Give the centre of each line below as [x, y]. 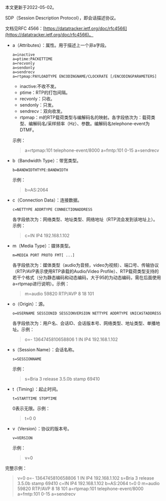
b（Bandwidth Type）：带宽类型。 [47, 160]
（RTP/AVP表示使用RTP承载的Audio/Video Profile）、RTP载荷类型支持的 [85, 271]
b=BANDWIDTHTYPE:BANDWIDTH [40, 170]
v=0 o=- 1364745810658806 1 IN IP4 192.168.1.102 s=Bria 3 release [86, 478]
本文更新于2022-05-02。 [31, 7]
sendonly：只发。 [38, 105]
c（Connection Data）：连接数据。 [47, 200]
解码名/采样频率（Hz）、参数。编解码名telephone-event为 [91, 124]
